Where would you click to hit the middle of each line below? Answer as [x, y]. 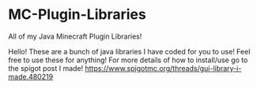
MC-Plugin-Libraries [77, 15]
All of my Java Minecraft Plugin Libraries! [75, 36]
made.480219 [31, 76]
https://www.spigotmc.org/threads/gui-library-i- [163, 68]
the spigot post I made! [46, 68]
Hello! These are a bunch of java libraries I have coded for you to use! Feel [129, 51]
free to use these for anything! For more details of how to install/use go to [128, 60]
